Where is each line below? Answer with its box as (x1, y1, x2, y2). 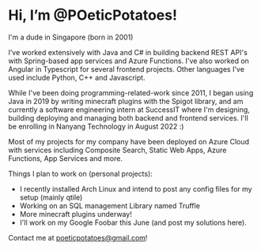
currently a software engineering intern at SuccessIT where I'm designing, (8, 105, 251, 114)
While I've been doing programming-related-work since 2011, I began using (8, 88, 254, 97)
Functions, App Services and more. (8, 153, 123, 163)
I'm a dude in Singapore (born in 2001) (8, 32, 134, 42)
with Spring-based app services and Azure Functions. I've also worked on (8, 56, 249, 65)
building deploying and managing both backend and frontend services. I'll (8, 113, 249, 122)
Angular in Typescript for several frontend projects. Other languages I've (8, 64, 245, 73)
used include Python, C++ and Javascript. (8, 73, 146, 82)
